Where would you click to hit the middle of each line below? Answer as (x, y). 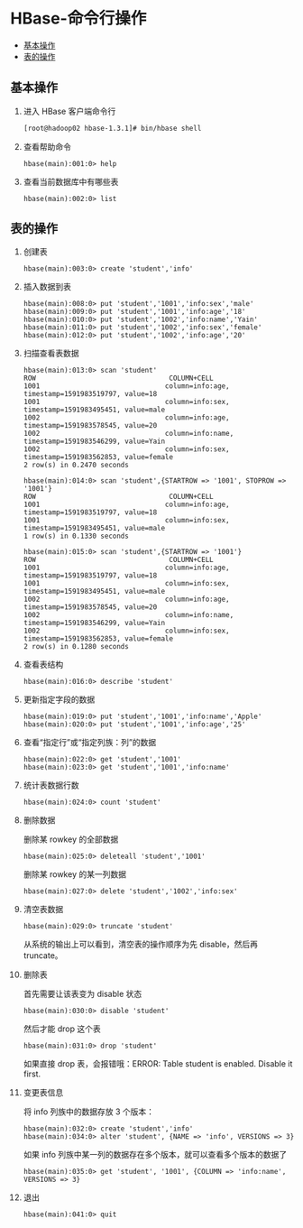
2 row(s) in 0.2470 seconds (76, 466)
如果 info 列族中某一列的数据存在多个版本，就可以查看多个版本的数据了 (155, 1155)
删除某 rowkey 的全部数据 (71, 839)
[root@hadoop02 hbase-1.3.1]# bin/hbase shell (112, 128)
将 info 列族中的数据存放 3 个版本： (89, 1112)
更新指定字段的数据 (59, 699)
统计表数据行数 (51, 785)
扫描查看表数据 (51, 354)
